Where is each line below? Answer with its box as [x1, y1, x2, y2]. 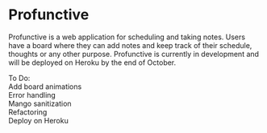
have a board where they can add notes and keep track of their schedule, [8, 40, 252, 50]
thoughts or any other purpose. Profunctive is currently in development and [8, 49, 260, 58]
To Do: [8, 73, 31, 83]
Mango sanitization [8, 99, 72, 108]
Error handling [8, 90, 56, 99]
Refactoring [8, 107, 48, 117]
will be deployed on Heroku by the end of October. [8, 58, 177, 67]
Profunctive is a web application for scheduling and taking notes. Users [8, 32, 246, 42]
